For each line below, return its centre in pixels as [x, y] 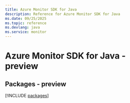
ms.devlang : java [23, 28]
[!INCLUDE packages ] [27, 96]
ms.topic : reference [26, 23]
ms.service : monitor [26, 32]
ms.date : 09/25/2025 [26, 18]
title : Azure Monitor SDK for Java [41, 9]
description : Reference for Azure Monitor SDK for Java [63, 14]
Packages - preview [36, 84]
